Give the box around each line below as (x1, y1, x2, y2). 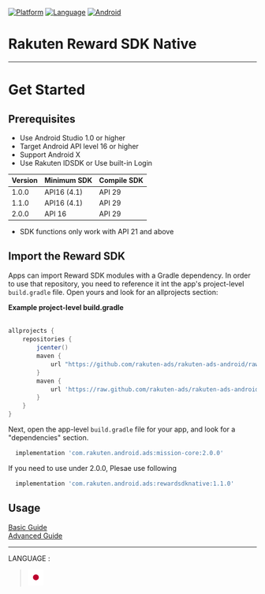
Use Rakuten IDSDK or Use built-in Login (19, 158, 152, 167)
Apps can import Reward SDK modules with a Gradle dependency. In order (8, 271, 251, 280)
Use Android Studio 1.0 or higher (19, 133, 126, 142)
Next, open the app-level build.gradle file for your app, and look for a (8, 424, 236, 434)
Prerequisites (8, 112, 76, 125)
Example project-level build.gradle (8, 302, 124, 312)
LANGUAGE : (8, 553, 50, 563)
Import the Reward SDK (8, 249, 126, 263)
